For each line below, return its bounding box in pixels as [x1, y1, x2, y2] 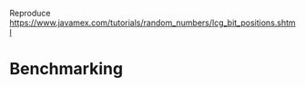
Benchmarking [9, 59, 124, 80]
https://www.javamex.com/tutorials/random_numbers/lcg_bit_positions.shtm [9, 17, 296, 28]
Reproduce [9, 8, 51, 18]
